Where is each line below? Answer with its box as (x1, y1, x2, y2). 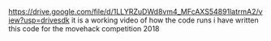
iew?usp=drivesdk (8, 15, 71, 25)
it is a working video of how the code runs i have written (71, 15, 260, 25)
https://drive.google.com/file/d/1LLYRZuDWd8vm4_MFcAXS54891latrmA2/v (8, 7, 263, 16)
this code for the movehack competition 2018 (8, 24, 160, 33)
